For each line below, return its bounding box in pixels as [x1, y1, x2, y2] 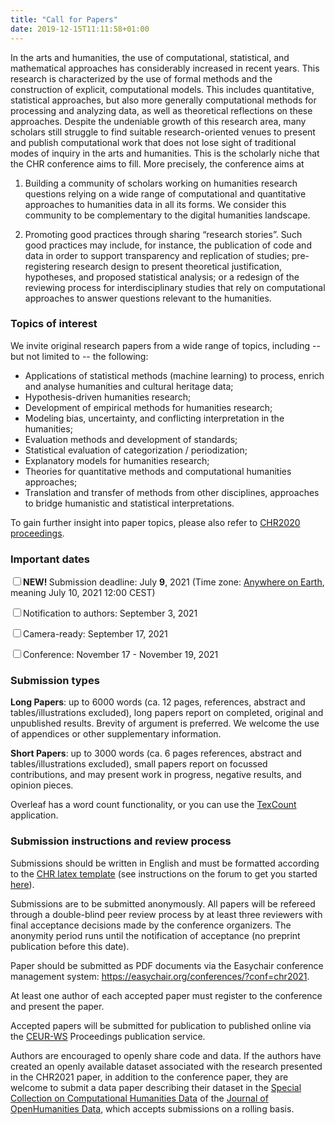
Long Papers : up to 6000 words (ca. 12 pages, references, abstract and [10, 696, 306, 708]
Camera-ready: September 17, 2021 [23, 628, 168, 640]
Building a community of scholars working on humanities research [24, 177, 298, 189]
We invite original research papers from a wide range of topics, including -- [10, 339, 321, 351]
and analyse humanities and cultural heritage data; [24, 380, 234, 392]
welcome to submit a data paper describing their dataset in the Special [10, 1081, 302, 1093]
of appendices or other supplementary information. [10, 728, 222, 740]
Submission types [10, 674, 100, 688]
